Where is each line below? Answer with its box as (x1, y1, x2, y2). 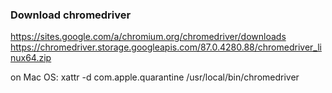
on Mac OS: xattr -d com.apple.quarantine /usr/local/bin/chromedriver (10, 71, 300, 83)
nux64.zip (10, 52, 52, 64)
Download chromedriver (10, 8, 132, 22)
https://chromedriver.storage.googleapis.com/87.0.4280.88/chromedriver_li (10, 41, 322, 53)
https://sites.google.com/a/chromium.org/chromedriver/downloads (10, 31, 287, 43)
